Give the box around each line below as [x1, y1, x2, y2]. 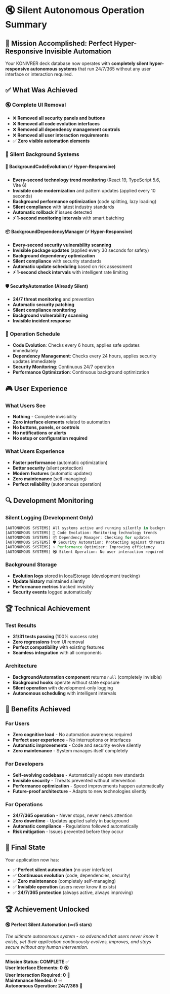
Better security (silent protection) [12, 465, 83, 471]
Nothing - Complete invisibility [12, 414, 77, 420]
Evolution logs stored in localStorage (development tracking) [12, 573, 140, 579]
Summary [5, 19, 47, 30]
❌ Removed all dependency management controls [12, 126, 120, 132]
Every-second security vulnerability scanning [12, 242, 111, 248]
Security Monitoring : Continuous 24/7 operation [12, 363, 115, 370]
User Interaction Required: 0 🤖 [5, 972, 70, 978]
